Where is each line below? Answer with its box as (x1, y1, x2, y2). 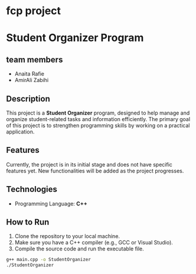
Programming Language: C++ (14, 200, 87, 207)
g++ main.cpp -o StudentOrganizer (6, 257, 92, 263)
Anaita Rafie (14, 70, 44, 77)
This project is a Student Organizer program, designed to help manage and (6, 109, 190, 116)
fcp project (6, 4, 61, 18)
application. (6, 128, 35, 135)
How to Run (6, 217, 50, 227)
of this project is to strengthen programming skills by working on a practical (6, 122, 190, 129)
